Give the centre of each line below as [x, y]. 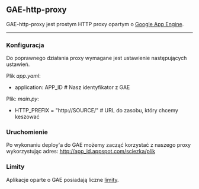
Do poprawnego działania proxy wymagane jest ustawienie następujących [97, 58]
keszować [27, 117]
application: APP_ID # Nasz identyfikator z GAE [72, 87]
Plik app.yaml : [24, 76]
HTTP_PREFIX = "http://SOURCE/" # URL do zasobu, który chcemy [97, 111]
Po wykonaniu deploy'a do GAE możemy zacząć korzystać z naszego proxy [99, 145]
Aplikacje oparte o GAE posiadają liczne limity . [63, 179]
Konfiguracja [25, 45]
